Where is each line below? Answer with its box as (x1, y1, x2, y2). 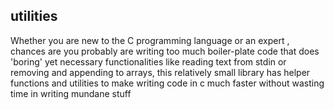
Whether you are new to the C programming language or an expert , (10, 34, 290, 46)
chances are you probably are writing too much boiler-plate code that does (10, 45, 320, 57)
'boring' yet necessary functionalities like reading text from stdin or (10, 55, 287, 68)
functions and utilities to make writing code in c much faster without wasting (10, 77, 325, 89)
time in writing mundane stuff (10, 87, 132, 99)
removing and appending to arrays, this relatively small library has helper (10, 66, 311, 78)
